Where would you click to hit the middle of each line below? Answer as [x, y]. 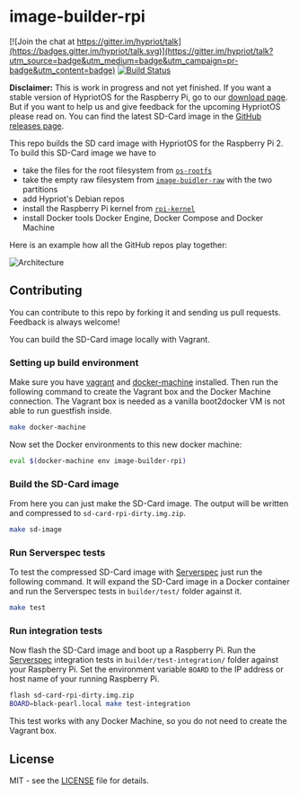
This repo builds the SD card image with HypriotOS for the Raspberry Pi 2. [146, 143]
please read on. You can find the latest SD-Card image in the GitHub [136, 116]
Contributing [46, 291]
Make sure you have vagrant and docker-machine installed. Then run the [144, 382]
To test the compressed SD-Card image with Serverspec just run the [136, 572]
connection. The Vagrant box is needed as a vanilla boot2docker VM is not [147, 401]
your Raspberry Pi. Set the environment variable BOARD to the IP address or [147, 669]
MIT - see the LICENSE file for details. [79, 781]
